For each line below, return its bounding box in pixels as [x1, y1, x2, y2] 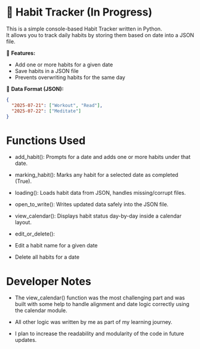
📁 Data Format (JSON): [6, 85, 64, 92]
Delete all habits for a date [14, 253, 79, 261]
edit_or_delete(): [14, 230, 56, 238]
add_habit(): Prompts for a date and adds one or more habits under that [14, 154, 191, 161]
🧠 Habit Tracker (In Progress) [6, 5, 153, 19]
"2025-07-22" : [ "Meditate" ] [11, 108, 82, 114]
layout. [14, 219, 32, 226]
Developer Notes [6, 274, 91, 288]
